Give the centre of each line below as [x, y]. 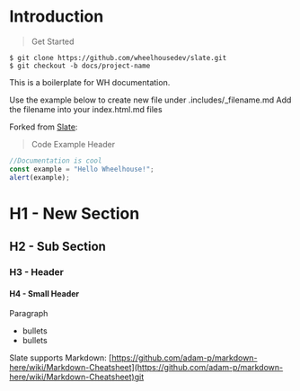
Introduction [57, 17]
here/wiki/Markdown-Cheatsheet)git [77, 377]
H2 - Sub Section [57, 247]
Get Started [53, 41]
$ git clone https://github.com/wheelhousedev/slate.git [118, 58]
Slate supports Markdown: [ [61, 358]
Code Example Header [73, 144]
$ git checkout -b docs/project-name [80, 66]
